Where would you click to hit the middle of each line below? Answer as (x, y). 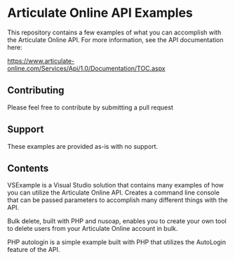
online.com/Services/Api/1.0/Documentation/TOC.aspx (87, 68)
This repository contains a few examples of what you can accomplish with (114, 32)
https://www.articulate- (41, 60)
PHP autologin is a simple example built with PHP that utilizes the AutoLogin (117, 242)
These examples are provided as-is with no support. (83, 146)
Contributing (36, 90)
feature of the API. (34, 250)
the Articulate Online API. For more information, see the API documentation (115, 39)
